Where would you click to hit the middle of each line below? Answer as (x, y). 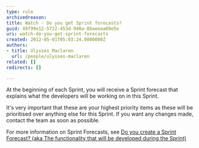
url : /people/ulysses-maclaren (51, 56)
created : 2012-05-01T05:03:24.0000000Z (56, 40)
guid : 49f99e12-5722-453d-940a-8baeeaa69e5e (63, 28)
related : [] (21, 62)
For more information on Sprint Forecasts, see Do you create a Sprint (91, 132)
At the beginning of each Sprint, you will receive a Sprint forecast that (92, 90)
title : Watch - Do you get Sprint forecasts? (64, 23)
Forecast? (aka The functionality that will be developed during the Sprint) (97, 138)
